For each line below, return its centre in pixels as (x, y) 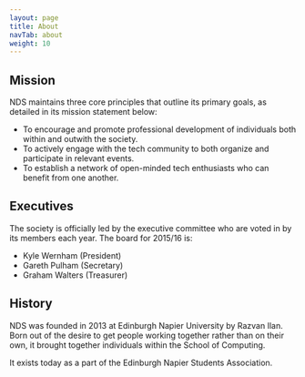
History (31, 304)
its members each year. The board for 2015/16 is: (101, 238)
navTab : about (36, 35)
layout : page (34, 18)
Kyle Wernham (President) (72, 255)
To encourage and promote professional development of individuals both (159, 129)
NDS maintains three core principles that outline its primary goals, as (138, 102)
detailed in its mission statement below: (83, 112)
